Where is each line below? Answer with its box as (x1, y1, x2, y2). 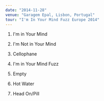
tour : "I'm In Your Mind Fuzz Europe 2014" (5, 17, 100, 22)
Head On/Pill (12, 91, 40, 97)
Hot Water (12, 80, 34, 87)
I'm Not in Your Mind (12, 41, 56, 47)
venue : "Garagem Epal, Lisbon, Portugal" (5, 12, 95, 17)
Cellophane (12, 51, 37, 57)
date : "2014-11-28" (5, 7, 47, 13)
